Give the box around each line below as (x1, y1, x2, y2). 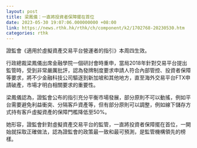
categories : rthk (6, 30, 49, 36)
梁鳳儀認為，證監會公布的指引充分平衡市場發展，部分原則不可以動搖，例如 (6, 94, 186, 101)
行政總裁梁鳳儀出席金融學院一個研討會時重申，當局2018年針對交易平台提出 (6, 60, 188, 67)
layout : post (6, 8, 38, 15)
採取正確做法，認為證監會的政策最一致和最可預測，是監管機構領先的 (16, 128, 181, 135)
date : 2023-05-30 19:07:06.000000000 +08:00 (6, 19, 117, 25)
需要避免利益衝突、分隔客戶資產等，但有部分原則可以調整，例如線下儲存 (11, 101, 186, 108)
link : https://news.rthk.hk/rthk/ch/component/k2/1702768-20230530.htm (6, 25, 185, 31)
